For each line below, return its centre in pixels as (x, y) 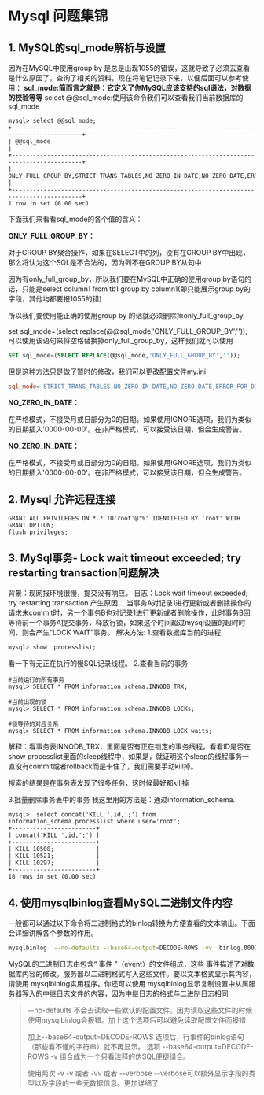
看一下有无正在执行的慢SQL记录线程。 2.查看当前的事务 (98, 664)
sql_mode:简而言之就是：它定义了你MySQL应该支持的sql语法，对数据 (137, 88)
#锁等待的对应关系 (33, 724)
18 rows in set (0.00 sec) (52, 877)
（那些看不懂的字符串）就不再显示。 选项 (94, 1046)
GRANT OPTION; (31, 525)
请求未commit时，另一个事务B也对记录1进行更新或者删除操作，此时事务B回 (129, 613)
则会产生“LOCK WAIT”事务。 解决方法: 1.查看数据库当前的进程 (121, 633)
